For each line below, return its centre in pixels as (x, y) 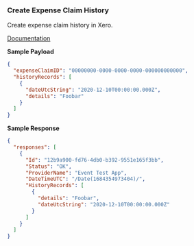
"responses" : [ (35, 147)
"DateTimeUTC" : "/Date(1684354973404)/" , (85, 179)
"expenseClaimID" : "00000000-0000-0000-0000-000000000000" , (101, 71)
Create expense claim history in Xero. (60, 25)
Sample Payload (31, 52)
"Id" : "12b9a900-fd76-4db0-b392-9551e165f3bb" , (95, 160)
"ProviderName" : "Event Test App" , (76, 173)
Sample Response (33, 128)
